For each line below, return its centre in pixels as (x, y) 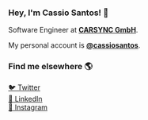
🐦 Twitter (25, 87)
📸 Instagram (28, 107)
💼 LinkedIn (25, 99)
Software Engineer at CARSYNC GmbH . (73, 30)
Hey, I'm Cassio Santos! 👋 (59, 13)
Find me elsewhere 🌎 (51, 67)
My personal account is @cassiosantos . (74, 45)
